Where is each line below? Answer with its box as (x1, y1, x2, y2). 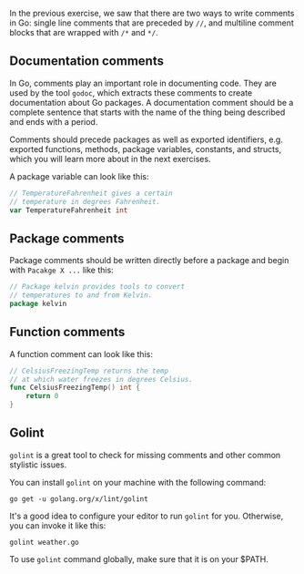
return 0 (25, 392, 59, 401)
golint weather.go (9, 538, 79, 547)
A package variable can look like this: (9, 170, 149, 181)
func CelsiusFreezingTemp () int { (9, 383, 141, 393)
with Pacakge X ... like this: (9, 264, 114, 276)
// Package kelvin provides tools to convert (9, 282, 185, 292)
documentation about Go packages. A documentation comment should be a (9, 97, 294, 108)
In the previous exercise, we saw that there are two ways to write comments (9, 8, 295, 18)
